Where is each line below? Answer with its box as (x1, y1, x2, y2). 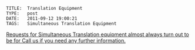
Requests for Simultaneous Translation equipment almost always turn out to (6, 31, 189, 38)
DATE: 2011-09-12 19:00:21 (6, 16, 78, 22)
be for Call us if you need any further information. (6, 37, 126, 44)
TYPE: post (6, 10, 38, 16)
